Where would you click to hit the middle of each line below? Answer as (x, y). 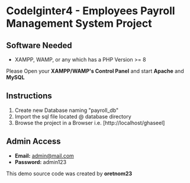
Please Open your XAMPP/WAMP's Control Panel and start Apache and (95, 71)
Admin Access (33, 141)
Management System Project (79, 23)
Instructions (29, 96)
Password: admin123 (41, 162)
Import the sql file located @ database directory (73, 116)
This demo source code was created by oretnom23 (69, 174)
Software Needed (39, 45)
